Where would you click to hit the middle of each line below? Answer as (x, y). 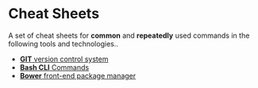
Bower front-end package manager (78, 75)
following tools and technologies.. (64, 43)
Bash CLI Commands (54, 67)
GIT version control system (64, 59)
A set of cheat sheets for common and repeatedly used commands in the (129, 35)
